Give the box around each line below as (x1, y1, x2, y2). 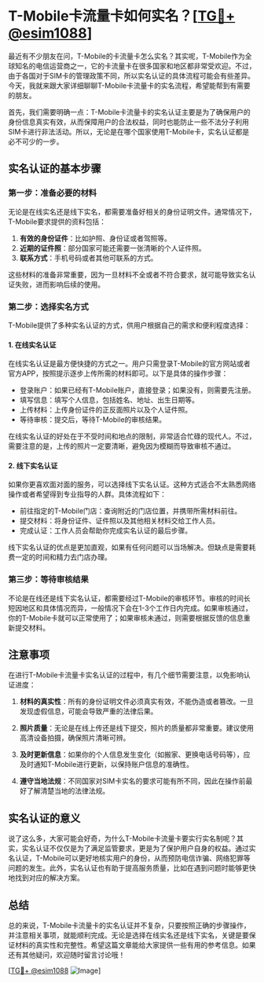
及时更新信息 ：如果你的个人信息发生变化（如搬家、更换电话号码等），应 (19, 750, 251, 759)
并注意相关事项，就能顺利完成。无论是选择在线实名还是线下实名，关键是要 (8, 930, 249, 940)
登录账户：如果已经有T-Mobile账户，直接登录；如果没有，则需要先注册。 (19, 386, 255, 395)
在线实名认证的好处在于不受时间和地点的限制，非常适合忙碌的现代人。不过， (8, 431, 256, 441)
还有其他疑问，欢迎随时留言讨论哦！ (8, 950, 126, 959)
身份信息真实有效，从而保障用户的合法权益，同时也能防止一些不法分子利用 (8, 117, 249, 127)
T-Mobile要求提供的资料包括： (8, 217, 107, 226)
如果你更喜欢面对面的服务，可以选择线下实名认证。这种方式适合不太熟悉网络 (8, 480, 256, 490)
